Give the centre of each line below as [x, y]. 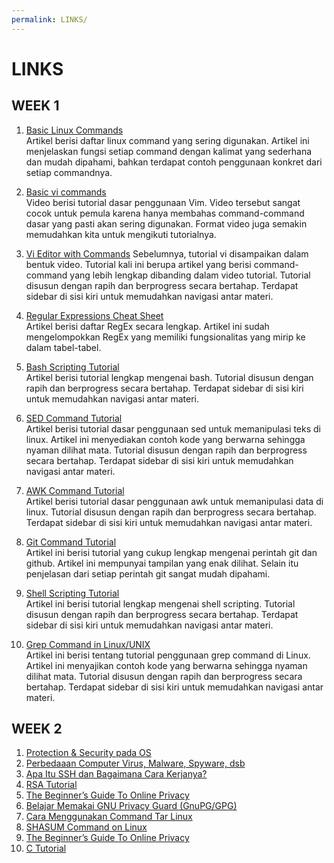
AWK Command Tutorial [75, 490]
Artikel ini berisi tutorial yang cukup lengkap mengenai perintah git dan [171, 552]
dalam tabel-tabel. [63, 347]
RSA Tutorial [51, 785]
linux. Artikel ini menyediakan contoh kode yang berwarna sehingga [165, 439]
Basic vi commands [66, 192]
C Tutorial [46, 848]
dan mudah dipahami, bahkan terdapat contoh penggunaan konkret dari [174, 162]
